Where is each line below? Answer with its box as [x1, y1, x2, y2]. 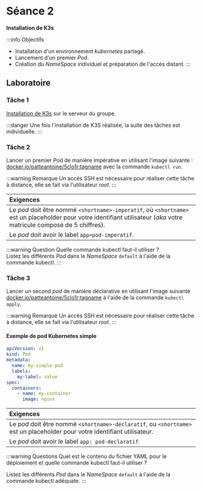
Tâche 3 [6, 273, 31, 282]
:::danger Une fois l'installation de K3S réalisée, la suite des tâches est [6, 121, 180, 129]
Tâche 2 [6, 143, 30, 151]
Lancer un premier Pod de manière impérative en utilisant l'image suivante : [6, 156, 194, 164]
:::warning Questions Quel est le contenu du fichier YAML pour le [6, 453, 167, 460]
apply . [6, 301, 22, 308]
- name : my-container [17, 390, 71, 396]
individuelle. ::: [6, 128, 42, 135]
